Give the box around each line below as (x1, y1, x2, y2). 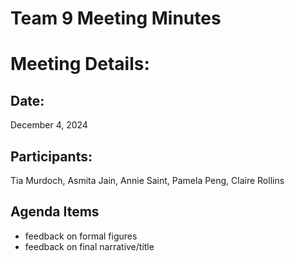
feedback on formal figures (24, 230, 138, 242)
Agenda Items (10, 203, 100, 221)
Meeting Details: (10, 53, 150, 76)
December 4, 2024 (10, 119, 88, 131)
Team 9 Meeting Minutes (10, 7, 222, 30)
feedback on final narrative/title (24, 240, 155, 252)
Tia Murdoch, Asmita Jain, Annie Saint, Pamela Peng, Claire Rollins (10, 175, 285, 186)
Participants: (10, 148, 93, 165)
